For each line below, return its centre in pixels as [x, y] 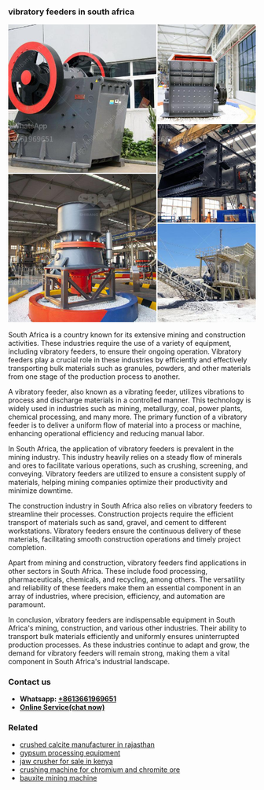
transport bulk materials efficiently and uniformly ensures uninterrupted [124, 636]
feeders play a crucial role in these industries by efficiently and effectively [128, 359]
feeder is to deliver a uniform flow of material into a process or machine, [125, 425]
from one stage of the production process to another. [94, 377]
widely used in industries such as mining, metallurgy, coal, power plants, [125, 408]
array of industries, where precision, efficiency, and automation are [117, 596]
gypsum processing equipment [70, 753]
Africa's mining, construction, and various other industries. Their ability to [127, 628]
